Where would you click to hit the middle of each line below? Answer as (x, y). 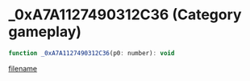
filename (23, 68)
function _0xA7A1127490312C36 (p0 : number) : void (92, 53)
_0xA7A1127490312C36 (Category (125, 15)
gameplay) (45, 32)
